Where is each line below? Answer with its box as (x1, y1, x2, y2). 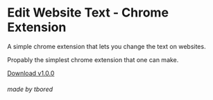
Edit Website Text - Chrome (7, 5, 169, 21)
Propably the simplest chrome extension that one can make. (7, 55, 179, 63)
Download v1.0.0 (7, 69, 55, 77)
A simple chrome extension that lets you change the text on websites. (7, 42, 206, 50)
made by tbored (7, 85, 53, 93)
